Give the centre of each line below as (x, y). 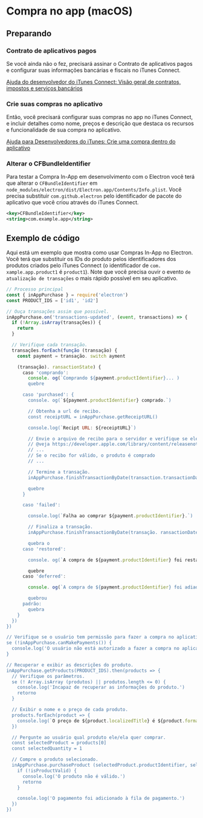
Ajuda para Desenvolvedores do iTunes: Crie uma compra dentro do (91, 142)
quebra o (39, 543)
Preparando (29, 34)
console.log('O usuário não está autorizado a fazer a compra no (96, 649)
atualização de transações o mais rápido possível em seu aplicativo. (92, 279)
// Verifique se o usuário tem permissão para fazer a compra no (90, 637)
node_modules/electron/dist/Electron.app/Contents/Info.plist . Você (94, 190)
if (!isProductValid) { (47, 771)
